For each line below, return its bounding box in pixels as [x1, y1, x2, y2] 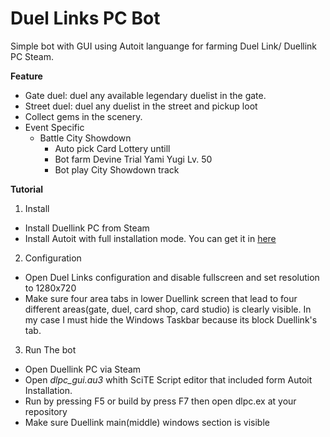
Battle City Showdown [39, 132, 132, 144]
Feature [10, 70, 43, 82]
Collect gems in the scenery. [24, 110, 143, 122]
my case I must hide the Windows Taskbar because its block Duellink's [24, 313, 318, 326]
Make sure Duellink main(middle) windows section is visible [24, 416, 270, 428]
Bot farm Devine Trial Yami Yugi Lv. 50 [54, 153, 213, 165]
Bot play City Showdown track [54, 163, 180, 176]
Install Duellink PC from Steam [24, 222, 150, 234]
